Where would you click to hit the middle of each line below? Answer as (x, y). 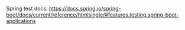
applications (21, 21)
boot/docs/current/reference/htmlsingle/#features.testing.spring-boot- (92, 15)
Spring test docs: (27, 9)
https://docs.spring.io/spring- (85, 9)
